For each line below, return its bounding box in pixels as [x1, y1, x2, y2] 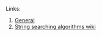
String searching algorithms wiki [14, 23, 96, 30]
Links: [5, 5, 21, 12]
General [14, 17, 35, 23]
